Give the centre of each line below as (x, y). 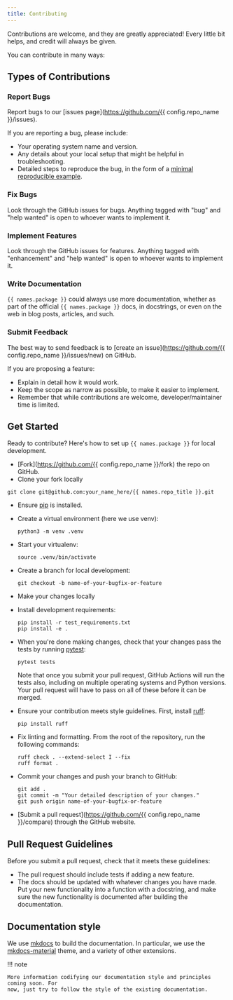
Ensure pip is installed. (50, 505)
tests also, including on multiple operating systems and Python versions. (122, 683)
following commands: (48, 745)
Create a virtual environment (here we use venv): (88, 519)
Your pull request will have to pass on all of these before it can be (112, 690)
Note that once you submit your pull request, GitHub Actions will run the (121, 675)
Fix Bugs (22, 195)
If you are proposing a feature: (51, 368)
